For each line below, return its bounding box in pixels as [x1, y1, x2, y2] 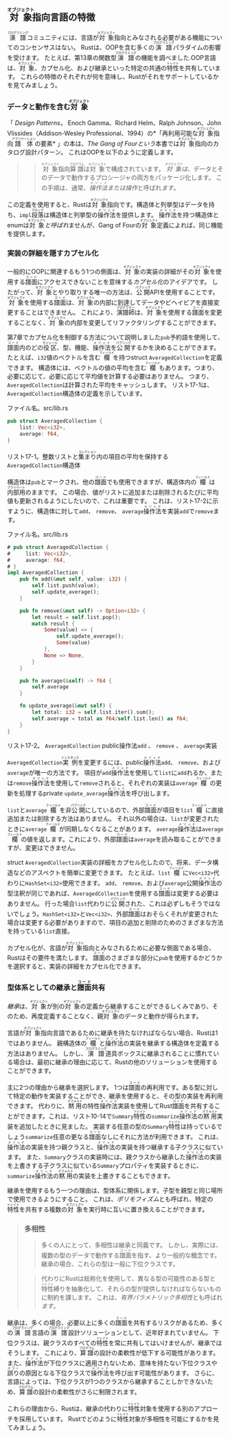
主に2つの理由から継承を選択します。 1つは [7, 1083, 129, 1091]
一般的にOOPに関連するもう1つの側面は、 [7, 267, 125, 276]
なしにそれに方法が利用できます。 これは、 [100, 1132, 222, 1141]
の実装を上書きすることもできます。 [71, 1171, 174, 1180]
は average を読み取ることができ [128, 835, 216, 843]
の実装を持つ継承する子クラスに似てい [115, 1143, 223, 1151]
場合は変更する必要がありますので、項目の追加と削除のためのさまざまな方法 [7, 918, 224, 926]
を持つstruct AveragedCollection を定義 [113, 353, 223, 361]
